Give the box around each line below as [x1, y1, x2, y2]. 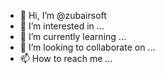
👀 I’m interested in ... [19, 20, 105, 32]
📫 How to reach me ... [19, 53, 113, 64]
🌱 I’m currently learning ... [19, 31, 127, 42]
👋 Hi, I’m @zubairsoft [19, 10, 107, 21]
